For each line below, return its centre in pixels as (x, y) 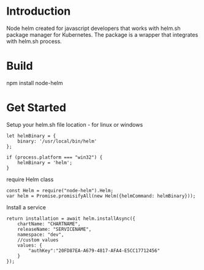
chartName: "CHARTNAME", (49, 224)
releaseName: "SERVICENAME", (55, 229)
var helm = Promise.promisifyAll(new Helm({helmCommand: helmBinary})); (101, 196)
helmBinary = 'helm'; (45, 163)
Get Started (36, 108)
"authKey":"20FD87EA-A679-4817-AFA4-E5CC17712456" (94, 250)
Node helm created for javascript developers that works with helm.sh (93, 28)
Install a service (26, 207)
